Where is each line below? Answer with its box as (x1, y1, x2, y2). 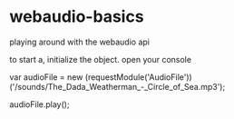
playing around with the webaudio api (9, 36, 150, 47)
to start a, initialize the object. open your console (9, 54, 192, 64)
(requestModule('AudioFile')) (84, 71, 192, 83)
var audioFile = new (9, 71, 83, 83)
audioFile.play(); (9, 98, 70, 110)
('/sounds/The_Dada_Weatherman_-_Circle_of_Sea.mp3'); (9, 81, 226, 92)
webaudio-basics (9, 6, 144, 27)
